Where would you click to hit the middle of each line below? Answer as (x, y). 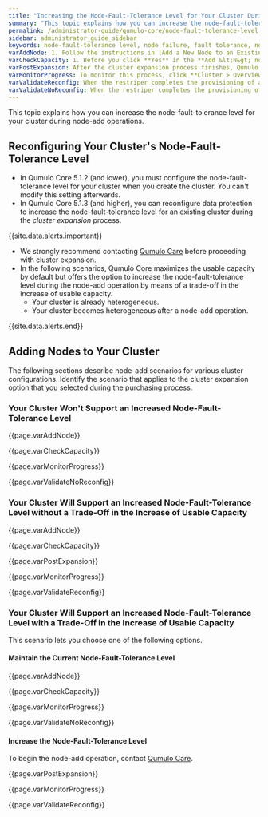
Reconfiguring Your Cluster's (83, 146)
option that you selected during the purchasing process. (100, 387)
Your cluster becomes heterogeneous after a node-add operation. (140, 311)
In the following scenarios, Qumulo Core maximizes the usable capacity (137, 268)
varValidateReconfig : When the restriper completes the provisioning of (132, 82)
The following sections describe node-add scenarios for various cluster (126, 371)
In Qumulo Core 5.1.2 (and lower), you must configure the (114, 178)
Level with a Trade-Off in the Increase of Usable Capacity (121, 622)
